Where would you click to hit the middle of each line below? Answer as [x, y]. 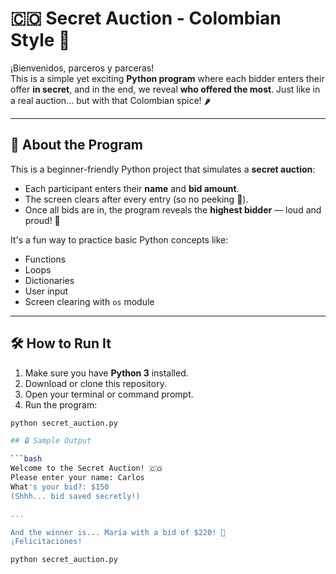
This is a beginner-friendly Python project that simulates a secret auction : [163, 169]
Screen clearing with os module [89, 301]
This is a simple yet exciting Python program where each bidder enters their [167, 78]
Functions [45, 259]
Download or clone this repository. [95, 383]
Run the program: [61, 404]
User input [46, 291]
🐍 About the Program [76, 145]
